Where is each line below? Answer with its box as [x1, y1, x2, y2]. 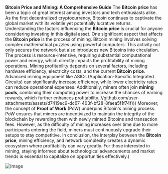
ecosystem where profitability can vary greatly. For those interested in [5, 143, 150, 148]
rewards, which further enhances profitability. [5, 95, 100, 101]
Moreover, [137, 100, 159, 106]
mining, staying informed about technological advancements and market [5, 148, 155, 154]
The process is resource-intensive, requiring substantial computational [5, 52, 151, 58]
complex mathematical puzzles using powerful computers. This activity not [5, 42, 160, 47]
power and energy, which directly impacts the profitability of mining [5, 58, 145, 63]
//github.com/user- [100, 95, 140, 101]
